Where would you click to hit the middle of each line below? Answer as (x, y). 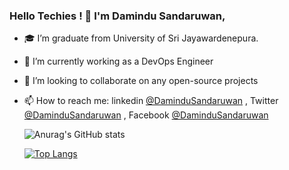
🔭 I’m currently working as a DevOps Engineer (118, 61)
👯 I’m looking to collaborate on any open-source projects (141, 81)
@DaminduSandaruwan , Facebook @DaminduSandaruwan (146, 115)
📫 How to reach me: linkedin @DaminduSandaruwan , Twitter (151, 101)
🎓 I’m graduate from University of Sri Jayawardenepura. (141, 38)
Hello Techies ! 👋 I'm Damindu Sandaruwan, (117, 16)
